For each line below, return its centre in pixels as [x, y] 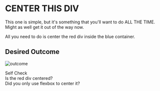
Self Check [16, 73]
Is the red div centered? [29, 78]
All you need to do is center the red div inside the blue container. [70, 36]
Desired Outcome [32, 52]
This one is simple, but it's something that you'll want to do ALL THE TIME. [80, 22]
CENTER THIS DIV [42, 9]
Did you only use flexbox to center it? [43, 83]
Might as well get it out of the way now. [45, 27]
